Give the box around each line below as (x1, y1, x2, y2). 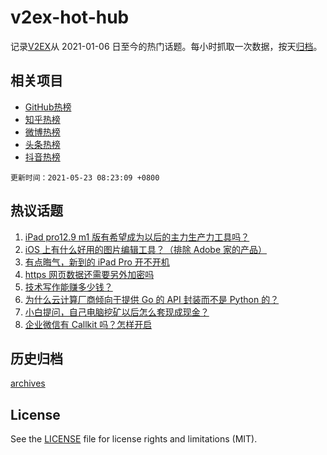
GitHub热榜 (24, 101, 72, 113)
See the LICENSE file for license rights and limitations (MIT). (10, 433, 258, 445)
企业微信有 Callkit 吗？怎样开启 (24, 318, 153, 330)
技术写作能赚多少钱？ (24, 281, 113, 293)
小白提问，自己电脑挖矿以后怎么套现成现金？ (24, 306, 210, 318)
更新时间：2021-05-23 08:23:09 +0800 (10, 172, 160, 183)
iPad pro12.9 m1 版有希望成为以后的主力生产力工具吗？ (24, 231, 250, 243)
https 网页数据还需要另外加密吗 (24, 268, 155, 280)
